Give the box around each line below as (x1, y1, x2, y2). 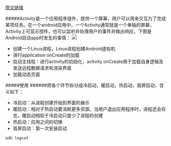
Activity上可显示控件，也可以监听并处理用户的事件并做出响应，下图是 (5, 28, 152, 34)
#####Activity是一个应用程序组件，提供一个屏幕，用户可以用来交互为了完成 (5, 15, 166, 22)
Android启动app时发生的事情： (5, 35, 71, 41)
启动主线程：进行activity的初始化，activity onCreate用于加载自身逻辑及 (12, 59, 164, 64)
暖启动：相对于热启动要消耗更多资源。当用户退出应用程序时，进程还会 (12, 106, 162, 112)
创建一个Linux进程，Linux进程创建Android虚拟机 (12, 46, 116, 51)
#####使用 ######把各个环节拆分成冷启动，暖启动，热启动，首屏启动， (5, 82, 160, 88)
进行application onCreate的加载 (12, 52, 80, 58)
